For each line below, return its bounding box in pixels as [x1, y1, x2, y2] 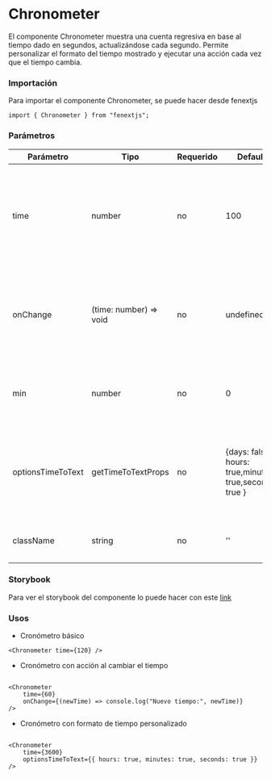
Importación [8, 77, 58, 89]
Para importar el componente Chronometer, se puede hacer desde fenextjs [8, 96, 258, 106]
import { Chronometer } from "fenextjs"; [8, 111, 150, 119]
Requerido [177, 151, 218, 162]
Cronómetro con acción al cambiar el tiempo [19, 661, 169, 671]
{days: [225, 445, 250, 457]
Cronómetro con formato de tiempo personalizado [19, 719, 187, 729]
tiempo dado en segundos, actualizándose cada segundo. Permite [8, 40, 229, 49]
